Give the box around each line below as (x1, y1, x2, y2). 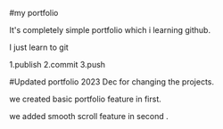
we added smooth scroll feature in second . (9, 111, 169, 121)
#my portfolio (9, 8, 59, 18)
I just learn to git (9, 42, 69, 52)
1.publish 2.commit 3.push (9, 60, 105, 69)
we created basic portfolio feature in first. (9, 93, 162, 104)
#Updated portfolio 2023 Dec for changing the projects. (9, 77, 215, 87)
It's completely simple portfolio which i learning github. (9, 25, 211, 35)
